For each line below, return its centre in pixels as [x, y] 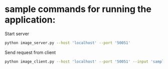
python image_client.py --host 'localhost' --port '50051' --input [77, 61]
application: [30, 20]
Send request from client [30, 52]
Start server [17, 33]
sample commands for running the [78, 9]
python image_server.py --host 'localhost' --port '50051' [68, 43]
